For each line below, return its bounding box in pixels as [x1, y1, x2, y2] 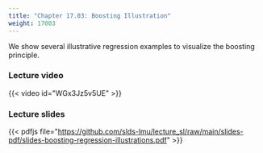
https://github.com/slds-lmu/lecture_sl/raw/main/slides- [57, 126, 244, 137]
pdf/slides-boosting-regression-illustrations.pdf [8, 135, 167, 145]
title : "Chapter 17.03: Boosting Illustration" [8, 11, 172, 20]
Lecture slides [8, 108, 65, 119]
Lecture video [8, 70, 65, 81]
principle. [8, 50, 40, 60]
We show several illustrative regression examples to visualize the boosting [8, 41, 256, 51]
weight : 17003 [8, 19, 56, 27]
